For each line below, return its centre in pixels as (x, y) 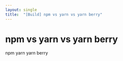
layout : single (21, 10)
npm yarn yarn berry (27, 53)
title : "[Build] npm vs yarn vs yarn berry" (54, 14)
